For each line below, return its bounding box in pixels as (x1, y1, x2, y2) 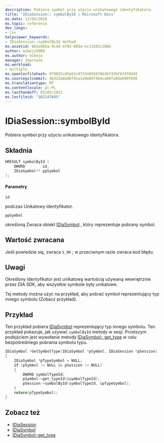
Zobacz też (5, 408, 40, 417)
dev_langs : (5, 26, 28, 31)
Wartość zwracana (5, 236, 65, 244)
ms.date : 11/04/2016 (5, 16, 48, 21)
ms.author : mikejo (5, 53, 43, 58)
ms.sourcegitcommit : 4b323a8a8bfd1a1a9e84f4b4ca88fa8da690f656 (5, 76, 138, 81)
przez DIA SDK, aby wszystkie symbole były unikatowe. (5, 282, 118, 288)
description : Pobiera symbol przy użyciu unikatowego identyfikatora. (5, 7, 153, 12)
